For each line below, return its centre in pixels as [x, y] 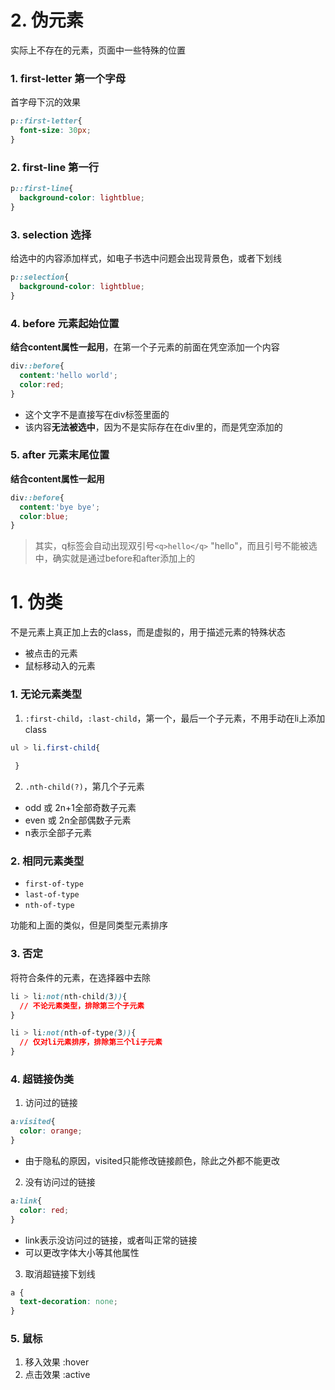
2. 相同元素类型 [47, 861]
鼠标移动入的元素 [60, 666]
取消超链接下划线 [60, 1273]
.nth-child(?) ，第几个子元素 [84, 787]
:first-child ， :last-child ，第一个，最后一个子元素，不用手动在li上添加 [175, 718]
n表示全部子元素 [58, 833]
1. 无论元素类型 [46, 694]
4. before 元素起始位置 [65, 323]
